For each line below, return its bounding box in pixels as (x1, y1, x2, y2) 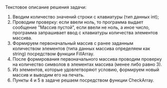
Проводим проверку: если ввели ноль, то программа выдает (12, 19, 144, 25)
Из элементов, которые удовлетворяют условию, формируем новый (12, 67, 160, 73)
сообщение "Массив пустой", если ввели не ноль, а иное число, (12, 24, 150, 30)
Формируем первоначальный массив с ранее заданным (12, 40, 134, 46)
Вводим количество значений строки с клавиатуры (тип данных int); (12, 14, 160, 19)
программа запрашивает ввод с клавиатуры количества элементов (12, 30, 158, 35)
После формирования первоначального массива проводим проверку (12, 56, 162, 62)
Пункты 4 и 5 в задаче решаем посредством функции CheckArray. (12, 77, 155, 83)
